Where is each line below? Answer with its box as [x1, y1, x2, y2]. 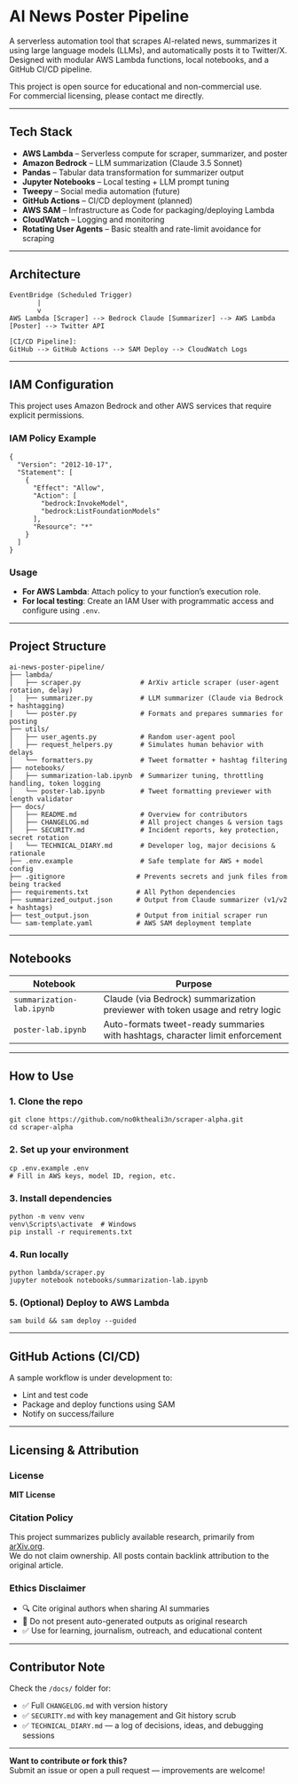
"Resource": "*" [32, 522, 93, 531]
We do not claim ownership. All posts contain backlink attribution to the [9, 1551, 270, 1561]
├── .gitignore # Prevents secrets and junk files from [9, 872, 288, 881]
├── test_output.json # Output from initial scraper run [9, 911, 268, 920]
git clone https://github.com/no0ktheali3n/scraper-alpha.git [9, 1115, 244, 1124]
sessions [21, 1730, 55, 1741]
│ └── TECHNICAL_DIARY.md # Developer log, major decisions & [9, 841, 276, 850]
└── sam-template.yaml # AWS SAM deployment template [9, 918, 252, 928]
